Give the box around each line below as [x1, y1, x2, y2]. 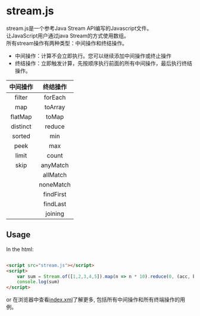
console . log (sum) [17, 279, 60, 285]
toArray [44, 103, 65, 111]
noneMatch [39, 180, 71, 188]
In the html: [6, 246, 34, 253]
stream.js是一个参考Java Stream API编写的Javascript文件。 [6, 24, 152, 32]
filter [14, 93, 28, 101]
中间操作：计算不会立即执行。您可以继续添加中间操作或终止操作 [14, 52, 171, 59]
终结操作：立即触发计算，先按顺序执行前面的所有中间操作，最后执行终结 [14, 60, 192, 67]
